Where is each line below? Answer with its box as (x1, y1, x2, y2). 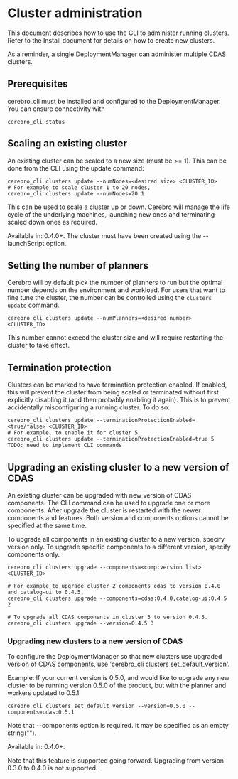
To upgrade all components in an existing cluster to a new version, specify (7, 535, 225, 543)
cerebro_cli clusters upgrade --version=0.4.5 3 (7, 620, 154, 627)
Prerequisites (7, 78, 68, 90)
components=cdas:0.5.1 (7, 709, 75, 716)
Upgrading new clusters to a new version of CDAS (7, 636, 183, 646)
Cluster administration (7, 5, 143, 21)
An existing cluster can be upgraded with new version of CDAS (7, 491, 192, 499)
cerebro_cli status (7, 118, 65, 125)
